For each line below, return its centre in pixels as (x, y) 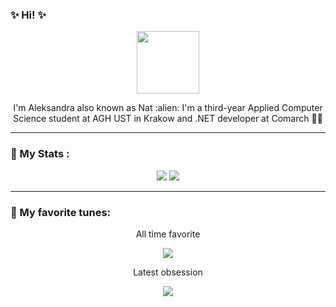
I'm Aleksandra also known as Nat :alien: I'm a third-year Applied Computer (168, 108)
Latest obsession (168, 272)
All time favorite (168, 234)
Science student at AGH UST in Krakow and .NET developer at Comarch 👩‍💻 (168, 119)
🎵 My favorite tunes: (61, 212)
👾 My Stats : (40, 154)
